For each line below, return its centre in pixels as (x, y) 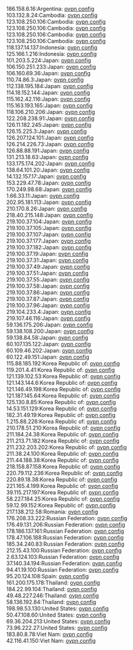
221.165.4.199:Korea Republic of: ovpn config (62, 486)
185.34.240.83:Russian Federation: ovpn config (65, 544)
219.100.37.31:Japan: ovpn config (48, 260)
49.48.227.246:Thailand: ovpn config (53, 595)
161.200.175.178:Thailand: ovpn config (53, 583)
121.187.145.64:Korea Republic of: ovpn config (63, 396)
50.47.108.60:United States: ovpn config (56, 615)
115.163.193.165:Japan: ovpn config (49, 105)
